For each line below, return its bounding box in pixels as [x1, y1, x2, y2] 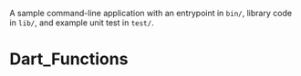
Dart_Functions [9, 49, 129, 70]
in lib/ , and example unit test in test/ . [9, 17, 154, 28]
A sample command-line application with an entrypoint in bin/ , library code [9, 8, 293, 18]
